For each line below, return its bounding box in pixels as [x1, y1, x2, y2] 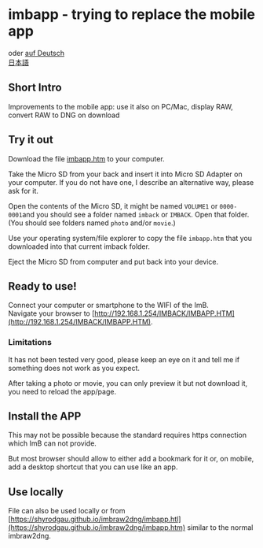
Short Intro [8, 81, 62, 94]
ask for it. [8, 186, 39, 195]
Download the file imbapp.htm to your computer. [8, 154, 165, 163]
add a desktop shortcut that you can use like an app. [8, 462, 178, 472]
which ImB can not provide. [8, 439, 97, 448]
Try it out [8, 133, 53, 146]
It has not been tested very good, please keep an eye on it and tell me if [8, 354, 240, 364]
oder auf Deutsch [8, 48, 65, 57]
